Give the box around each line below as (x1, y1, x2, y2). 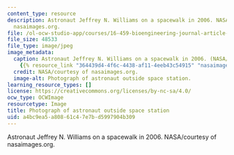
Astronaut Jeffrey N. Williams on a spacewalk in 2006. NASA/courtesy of (7, 133, 217, 141)
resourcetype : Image (7, 101, 68, 108)
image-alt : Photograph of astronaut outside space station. (13, 74, 192, 82)
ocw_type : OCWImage (7, 95, 64, 101)
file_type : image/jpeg (7, 42, 73, 49)
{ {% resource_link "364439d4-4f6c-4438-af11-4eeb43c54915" (19, 62, 195, 69)
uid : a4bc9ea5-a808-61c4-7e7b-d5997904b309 (7, 113, 136, 120)
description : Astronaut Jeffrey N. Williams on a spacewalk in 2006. (7, 17, 214, 24)
